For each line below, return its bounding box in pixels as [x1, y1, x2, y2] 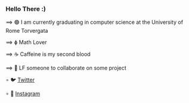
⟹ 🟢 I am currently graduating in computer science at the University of [5, 18, 184, 26]
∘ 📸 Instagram [5, 90, 40, 97]
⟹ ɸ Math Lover [5, 39, 47, 46]
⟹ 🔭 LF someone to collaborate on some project [5, 64, 127, 71]
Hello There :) [5, 5, 46, 13]
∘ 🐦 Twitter [5, 76, 35, 83]
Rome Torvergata [5, 27, 48, 35]
